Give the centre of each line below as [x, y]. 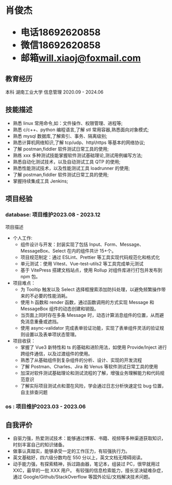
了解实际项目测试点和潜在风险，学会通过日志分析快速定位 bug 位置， [93, 386]
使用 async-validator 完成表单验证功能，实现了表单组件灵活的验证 [90, 328]
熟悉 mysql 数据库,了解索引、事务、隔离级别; [60, 136]
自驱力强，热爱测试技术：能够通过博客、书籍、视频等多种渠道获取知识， [89, 438]
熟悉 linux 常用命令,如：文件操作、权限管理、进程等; [68, 123]
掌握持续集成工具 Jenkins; [40, 181]
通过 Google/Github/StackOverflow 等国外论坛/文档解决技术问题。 [83, 477]
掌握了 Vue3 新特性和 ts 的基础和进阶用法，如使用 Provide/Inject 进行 [94, 347]
